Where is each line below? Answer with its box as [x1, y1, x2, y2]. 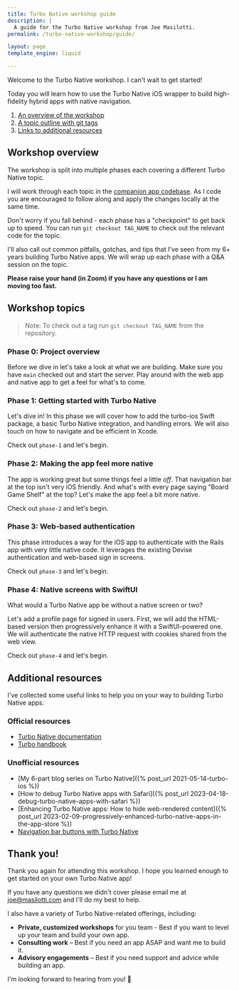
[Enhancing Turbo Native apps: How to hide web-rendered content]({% [17, 804, 227, 813]
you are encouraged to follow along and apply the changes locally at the [7, 194, 219, 203]
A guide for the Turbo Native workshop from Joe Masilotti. [14, 24, 196, 31]
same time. [7, 202, 41, 210]
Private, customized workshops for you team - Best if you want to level [17, 923, 229, 932]
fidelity [7, 97, 28, 106]
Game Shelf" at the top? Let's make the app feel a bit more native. [7, 490, 201, 499]
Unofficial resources [7, 757, 80, 767]
